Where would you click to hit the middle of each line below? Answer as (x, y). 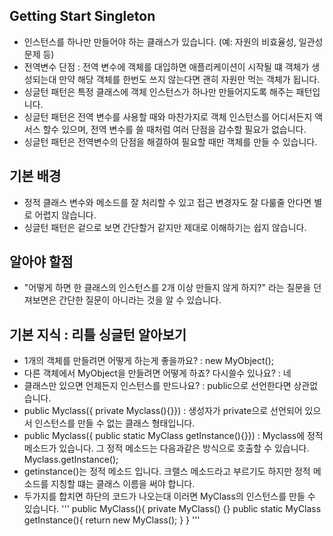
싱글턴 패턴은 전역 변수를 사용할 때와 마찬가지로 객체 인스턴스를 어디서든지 (168, 116)
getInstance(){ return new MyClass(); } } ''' (112, 520)
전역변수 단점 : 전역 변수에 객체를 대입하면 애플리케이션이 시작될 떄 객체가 (166, 66)
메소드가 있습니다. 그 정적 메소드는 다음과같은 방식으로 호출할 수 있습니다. (166, 448)
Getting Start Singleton (82, 16)
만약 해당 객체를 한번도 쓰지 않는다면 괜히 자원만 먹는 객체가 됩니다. (189, 79)
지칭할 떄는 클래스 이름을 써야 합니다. (123, 484)
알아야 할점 (41, 262)
